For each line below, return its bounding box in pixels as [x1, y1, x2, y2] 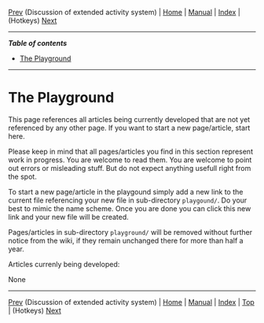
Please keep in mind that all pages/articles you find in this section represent [8, 147, 254, 156]
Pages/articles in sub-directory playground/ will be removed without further [8, 227, 253, 236]
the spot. [8, 172, 37, 181]
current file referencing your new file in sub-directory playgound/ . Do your [8, 195, 247, 205]
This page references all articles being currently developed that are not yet [8, 114, 251, 124]
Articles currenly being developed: [8, 259, 120, 269]
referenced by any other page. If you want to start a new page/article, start [8, 123, 251, 132]
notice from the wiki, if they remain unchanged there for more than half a [8, 236, 244, 245]
